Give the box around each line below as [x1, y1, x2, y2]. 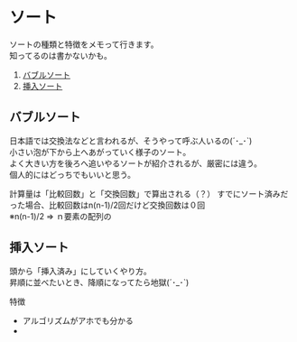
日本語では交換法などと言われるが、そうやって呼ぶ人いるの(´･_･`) [9, 135, 253, 146]
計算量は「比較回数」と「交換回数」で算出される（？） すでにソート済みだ [9, 188, 289, 199]
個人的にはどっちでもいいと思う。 [9, 169, 135, 180]
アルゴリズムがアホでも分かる [22, 315, 134, 326]
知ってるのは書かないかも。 [9, 50, 113, 60]
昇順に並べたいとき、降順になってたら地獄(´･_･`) [9, 276, 190, 288]
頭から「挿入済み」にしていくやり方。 [9, 265, 152, 276]
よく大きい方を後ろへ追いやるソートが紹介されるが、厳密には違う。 [9, 158, 262, 169]
